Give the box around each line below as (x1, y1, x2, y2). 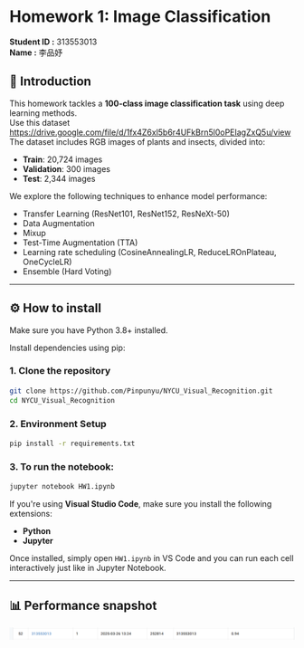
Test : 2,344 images (22, 173, 96, 184)
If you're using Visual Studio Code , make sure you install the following (9, 498, 272, 509)
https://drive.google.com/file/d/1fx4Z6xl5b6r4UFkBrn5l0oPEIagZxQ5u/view (9, 127, 291, 138)
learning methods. (9, 107, 78, 119)
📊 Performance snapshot (9, 598, 157, 614)
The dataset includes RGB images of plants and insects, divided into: (9, 136, 265, 147)
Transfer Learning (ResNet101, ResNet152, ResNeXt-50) (22, 208, 231, 219)
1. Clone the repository (9, 365, 111, 377)
